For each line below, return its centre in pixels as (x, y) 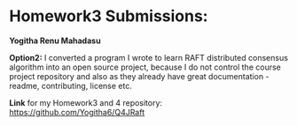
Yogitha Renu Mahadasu (55, 41)
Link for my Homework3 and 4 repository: (86, 102)
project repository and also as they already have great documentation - (139, 76)
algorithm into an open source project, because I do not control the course (145, 67)
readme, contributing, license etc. (71, 85)
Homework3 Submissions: (109, 16)
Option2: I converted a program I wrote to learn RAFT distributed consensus (148, 57)
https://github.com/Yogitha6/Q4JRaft (77, 112)
